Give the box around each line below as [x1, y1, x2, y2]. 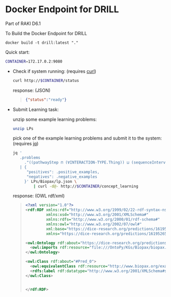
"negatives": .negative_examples [26, 174, 98, 179]
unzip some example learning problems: [12, 116, 97, 122]
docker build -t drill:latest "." [5, 40, 79, 45]
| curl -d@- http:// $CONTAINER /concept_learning [33, 183, 138, 189]
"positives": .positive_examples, [26, 169, 100, 174]
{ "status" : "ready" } [25, 97, 67, 102]
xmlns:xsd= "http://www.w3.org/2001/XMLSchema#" [46, 212, 149, 218]
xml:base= [46, 226, 67, 231]
